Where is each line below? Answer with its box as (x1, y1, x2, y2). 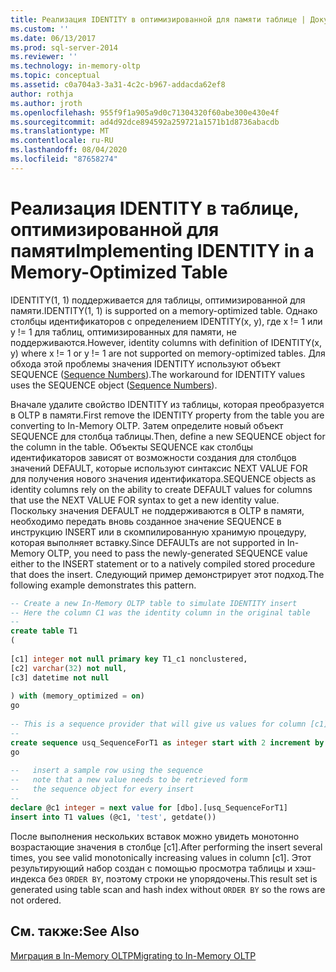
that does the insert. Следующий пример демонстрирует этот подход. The (10, 568, 325, 580)
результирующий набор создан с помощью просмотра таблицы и (10, 862, 293, 874)
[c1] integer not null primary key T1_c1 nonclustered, (10, 654, 248, 664)
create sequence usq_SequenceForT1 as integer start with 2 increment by (10, 737, 325, 748)
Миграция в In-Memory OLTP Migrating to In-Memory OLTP (10, 949, 257, 961)
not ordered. (10, 894, 62, 906)
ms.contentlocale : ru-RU (10, 136, 114, 146)
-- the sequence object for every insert (10, 784, 195, 795)
